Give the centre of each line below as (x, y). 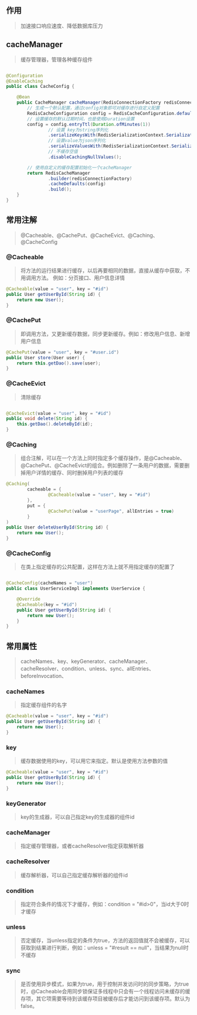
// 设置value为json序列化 (77, 141)
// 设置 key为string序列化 (78, 130)
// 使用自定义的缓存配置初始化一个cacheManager (80, 168)
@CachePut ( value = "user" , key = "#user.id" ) (62, 352)
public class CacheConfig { (40, 87)
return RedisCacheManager (59, 173)
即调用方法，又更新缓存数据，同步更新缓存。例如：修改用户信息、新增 (105, 333)
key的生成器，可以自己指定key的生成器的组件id (77, 817)
